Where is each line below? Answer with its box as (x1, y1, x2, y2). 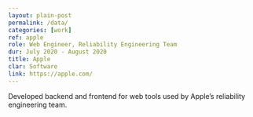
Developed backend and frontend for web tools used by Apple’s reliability (8, 91, 246, 101)
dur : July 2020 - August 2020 (8, 48, 108, 56)
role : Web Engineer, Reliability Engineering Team (8, 41, 178, 49)
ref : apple (8, 33, 44, 42)
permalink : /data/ (8, 19, 68, 27)
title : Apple (8, 56, 51, 64)
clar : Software (8, 63, 58, 71)
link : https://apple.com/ (8, 70, 93, 78)
